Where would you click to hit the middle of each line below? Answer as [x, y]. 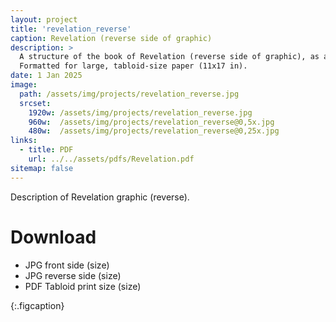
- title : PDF [46, 150]
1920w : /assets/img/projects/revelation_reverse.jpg [140, 112]
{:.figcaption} [37, 305]
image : [24, 85]
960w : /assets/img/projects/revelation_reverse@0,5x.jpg [151, 122]
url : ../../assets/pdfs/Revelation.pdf [111, 159]
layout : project [44, 19]
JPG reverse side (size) [73, 275]
